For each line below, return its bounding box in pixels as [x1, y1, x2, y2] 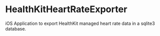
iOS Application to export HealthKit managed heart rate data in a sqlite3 [5, 20, 155, 26]
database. [5, 25, 26, 31]
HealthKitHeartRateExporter [5, 4, 127, 15]
